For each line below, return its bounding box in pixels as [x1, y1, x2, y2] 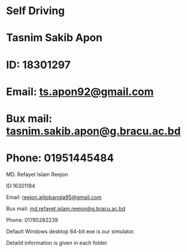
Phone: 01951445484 [6, 151, 114, 165]
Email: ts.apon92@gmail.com [6, 85, 154, 98]
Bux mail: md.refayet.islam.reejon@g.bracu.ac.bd [6, 205, 125, 212]
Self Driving [6, 4, 65, 18]
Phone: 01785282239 [6, 216, 58, 223]
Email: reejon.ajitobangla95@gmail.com [6, 193, 102, 201]
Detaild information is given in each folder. [6, 239, 109, 246]
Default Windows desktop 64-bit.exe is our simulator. [6, 228, 135, 235]
